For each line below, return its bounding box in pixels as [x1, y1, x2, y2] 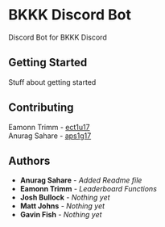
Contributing [8, 101, 74, 115]
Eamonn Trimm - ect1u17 [8, 122, 90, 132]
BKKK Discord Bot [8, 6, 131, 24]
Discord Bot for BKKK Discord [8, 32, 107, 42]
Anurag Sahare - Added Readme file [19, 175, 142, 185]
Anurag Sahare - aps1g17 [8, 131, 92, 141]
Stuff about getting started [8, 77, 97, 86]
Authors [8, 153, 51, 167]
